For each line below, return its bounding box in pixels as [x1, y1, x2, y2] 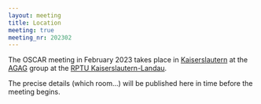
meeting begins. [8, 87, 61, 97]
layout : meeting [8, 11, 61, 20]
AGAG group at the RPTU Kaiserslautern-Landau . [8, 64, 167, 73]
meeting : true [8, 26, 55, 34]
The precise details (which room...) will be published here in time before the [8, 79, 253, 88]
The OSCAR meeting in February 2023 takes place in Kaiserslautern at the [8, 55, 248, 65]
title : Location [8, 19, 61, 27]
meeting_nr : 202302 [8, 33, 72, 42]
